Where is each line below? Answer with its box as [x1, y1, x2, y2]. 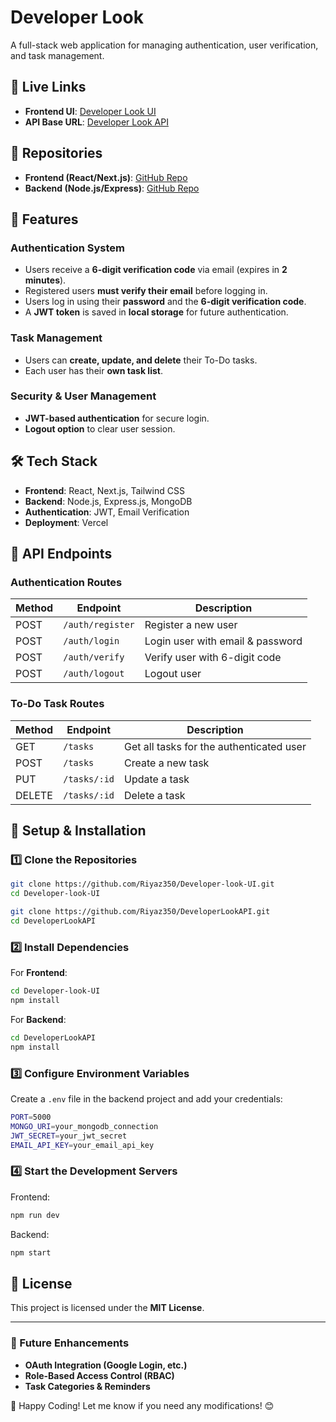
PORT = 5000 [10, 1112, 52, 1122]
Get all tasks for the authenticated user [124, 739, 307, 753]
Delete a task [124, 788, 186, 802]
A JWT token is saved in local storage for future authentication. [24, 306, 289, 318]
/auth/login [63, 636, 120, 647]
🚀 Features [10, 211, 79, 228]
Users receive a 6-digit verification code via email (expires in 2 [24, 264, 288, 276]
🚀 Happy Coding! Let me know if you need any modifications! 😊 [10, 1399, 275, 1411]
